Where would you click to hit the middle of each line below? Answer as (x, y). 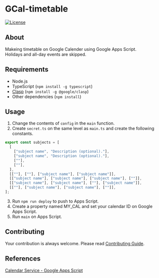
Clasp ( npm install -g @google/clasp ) (50, 91)
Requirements (27, 69)
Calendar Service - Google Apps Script (44, 270)
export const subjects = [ (32, 143)
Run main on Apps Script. (37, 217)
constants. (23, 133)
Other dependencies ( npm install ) (47, 96)
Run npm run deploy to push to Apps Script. (55, 201)
